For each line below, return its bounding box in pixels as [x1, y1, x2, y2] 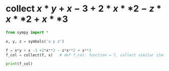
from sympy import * [6, 30, 49, 35]
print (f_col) [6, 62, 33, 67]
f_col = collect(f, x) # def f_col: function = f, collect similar [6, 53, 154, 58]
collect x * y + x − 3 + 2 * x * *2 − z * [6, 3, 162, 14]
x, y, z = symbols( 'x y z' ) [6, 39, 65, 44]
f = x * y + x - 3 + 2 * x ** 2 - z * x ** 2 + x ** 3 [6, 48, 92, 53]
